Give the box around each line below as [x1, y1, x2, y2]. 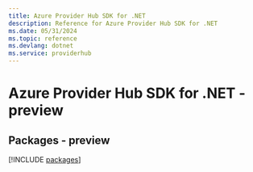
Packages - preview [8, 133, 110, 147]
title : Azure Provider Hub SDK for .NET [8, 11, 147, 20]
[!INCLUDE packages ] [8, 155, 81, 164]
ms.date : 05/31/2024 [8, 27, 78, 35]
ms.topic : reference [8, 34, 78, 43]
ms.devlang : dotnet [8, 42, 74, 50]
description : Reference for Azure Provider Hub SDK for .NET [8, 19, 218, 27]
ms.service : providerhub [8, 49, 92, 57]
